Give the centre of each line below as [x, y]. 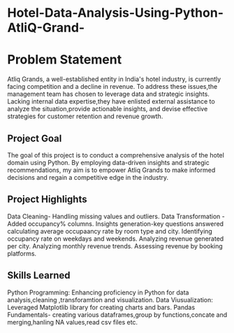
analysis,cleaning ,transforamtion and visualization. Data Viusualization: [110, 299]
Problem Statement [65, 60]
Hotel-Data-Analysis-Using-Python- [116, 13]
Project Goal [35, 138]
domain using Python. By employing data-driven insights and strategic [108, 162]
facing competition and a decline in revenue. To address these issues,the [112, 87]
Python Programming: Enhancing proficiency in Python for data [98, 292]
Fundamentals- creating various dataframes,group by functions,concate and [117, 314]
